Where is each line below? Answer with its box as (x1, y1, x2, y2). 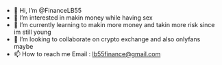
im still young (13, 28, 51, 36)
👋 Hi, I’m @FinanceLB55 (13, 7, 82, 14)
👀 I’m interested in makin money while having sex (13, 14, 153, 22)
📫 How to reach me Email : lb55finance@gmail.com (13, 50, 161, 58)
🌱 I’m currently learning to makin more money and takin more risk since (13, 21, 215, 28)
